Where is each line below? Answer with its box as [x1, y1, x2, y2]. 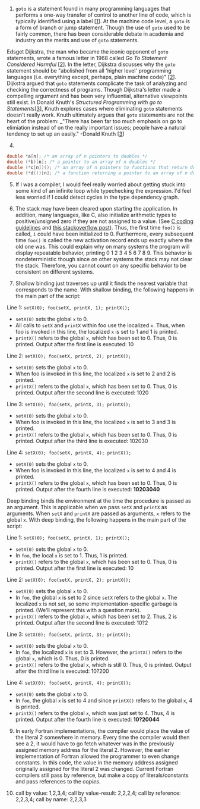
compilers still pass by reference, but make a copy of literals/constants [15, 772, 189, 779]
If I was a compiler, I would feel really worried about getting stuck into [15, 181, 186, 188]
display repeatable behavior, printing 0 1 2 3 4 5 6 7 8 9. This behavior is [15, 249, 192, 256]
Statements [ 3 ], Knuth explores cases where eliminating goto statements [7, 105, 183, 112]
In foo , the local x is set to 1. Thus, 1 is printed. [15, 551, 128, 559]
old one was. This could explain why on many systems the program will [15, 243, 190, 250]
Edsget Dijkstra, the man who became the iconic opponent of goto [7, 48, 169, 55]
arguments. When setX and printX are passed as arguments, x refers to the [7, 510, 191, 517]
